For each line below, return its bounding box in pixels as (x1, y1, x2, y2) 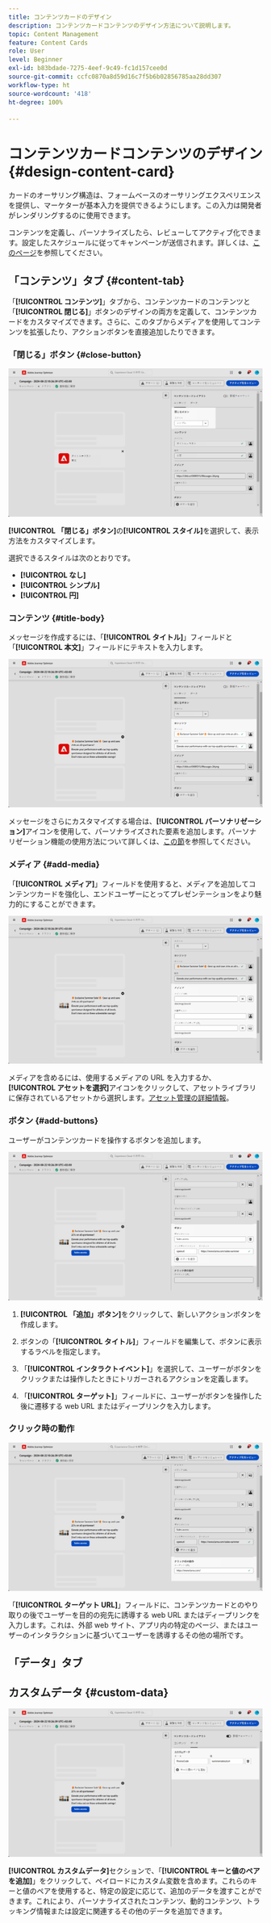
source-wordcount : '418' (8, 90, 92, 98)
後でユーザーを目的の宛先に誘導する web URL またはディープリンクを (29, 1610, 261, 1619)
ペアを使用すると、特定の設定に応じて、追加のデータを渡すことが (35, 1886, 256, 1896)
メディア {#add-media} (8, 859, 100, 870)
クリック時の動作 (8, 1423, 75, 1435)
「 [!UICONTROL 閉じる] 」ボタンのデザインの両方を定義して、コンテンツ (8, 307, 250, 316)
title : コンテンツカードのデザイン (8, 13, 112, 21)
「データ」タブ (8, 1656, 83, 1670)
